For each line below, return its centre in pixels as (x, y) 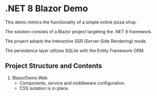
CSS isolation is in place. (44, 88)
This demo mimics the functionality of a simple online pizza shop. (71, 22)
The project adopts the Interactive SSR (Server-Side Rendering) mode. (76, 41)
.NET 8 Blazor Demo (46, 9)
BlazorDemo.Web (30, 78)
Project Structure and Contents (54, 66)
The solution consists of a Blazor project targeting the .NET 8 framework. (79, 31)
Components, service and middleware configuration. (72, 83)
